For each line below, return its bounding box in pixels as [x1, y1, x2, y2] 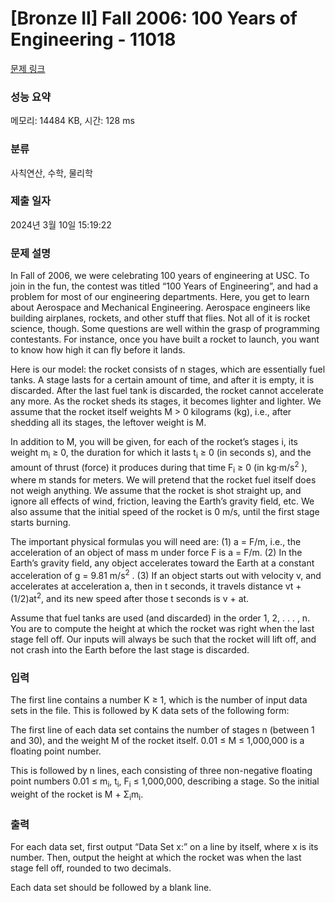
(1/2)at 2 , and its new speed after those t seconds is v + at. [10, 591, 250, 604]
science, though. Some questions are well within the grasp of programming [10, 323, 320, 335]
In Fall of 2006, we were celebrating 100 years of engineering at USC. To [10, 270, 310, 282]
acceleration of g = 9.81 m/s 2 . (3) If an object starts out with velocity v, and [10, 568, 322, 582]
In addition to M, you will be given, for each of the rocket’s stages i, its [10, 436, 298, 448]
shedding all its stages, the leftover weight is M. [10, 417, 207, 429]
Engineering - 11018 [10, 28, 177, 51]
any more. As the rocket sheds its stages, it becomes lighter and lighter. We [10, 395, 322, 407]
